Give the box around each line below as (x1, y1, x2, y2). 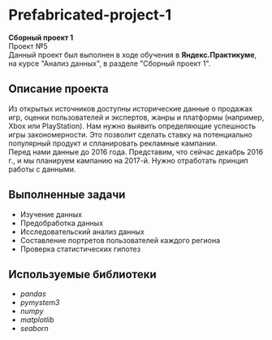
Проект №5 (8, 41, 49, 50)
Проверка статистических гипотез (19, 244, 140, 254)
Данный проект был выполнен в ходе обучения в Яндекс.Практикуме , (8, 50, 257, 59)
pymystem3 (19, 298, 60, 307)
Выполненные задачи (8, 188, 126, 202)
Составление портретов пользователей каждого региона (19, 235, 221, 245)
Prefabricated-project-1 (8, 6, 172, 24)
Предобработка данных (19, 218, 104, 228)
